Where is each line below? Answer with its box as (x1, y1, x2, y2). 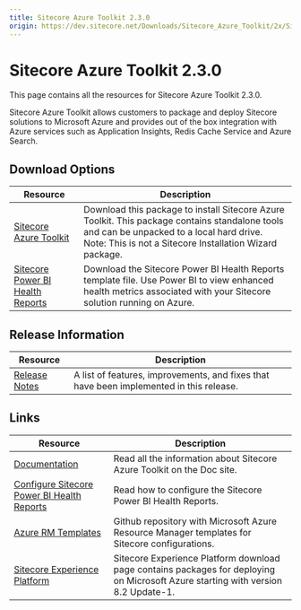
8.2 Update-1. (113, 585, 176, 597)
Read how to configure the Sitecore (113, 484, 262, 496)
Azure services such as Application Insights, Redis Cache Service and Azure (9, 126, 292, 137)
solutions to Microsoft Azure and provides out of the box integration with (9, 117, 278, 127)
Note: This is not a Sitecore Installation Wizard (83, 237, 278, 249)
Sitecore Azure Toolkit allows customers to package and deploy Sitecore (9, 107, 278, 118)
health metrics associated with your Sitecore (83, 285, 271, 298)
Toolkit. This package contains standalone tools (83, 214, 284, 227)
